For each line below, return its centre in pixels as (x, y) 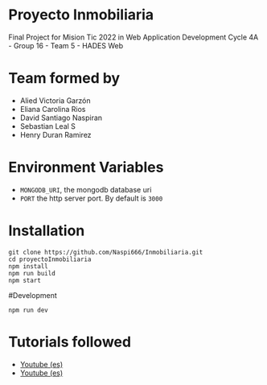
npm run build (32, 273)
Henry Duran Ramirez (55, 135)
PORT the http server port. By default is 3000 (91, 198)
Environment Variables (86, 168)
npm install (28, 266)
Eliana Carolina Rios (53, 109)
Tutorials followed (70, 342)
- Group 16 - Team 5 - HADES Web (66, 45)
